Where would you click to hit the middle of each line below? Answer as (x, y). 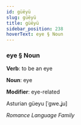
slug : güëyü (21, 18)
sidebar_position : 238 (35, 29)
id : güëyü (19, 12)
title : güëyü (23, 23)
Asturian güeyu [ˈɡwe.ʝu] (37, 104)
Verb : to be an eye (29, 69)
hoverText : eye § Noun (35, 34)
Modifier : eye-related (33, 92)
